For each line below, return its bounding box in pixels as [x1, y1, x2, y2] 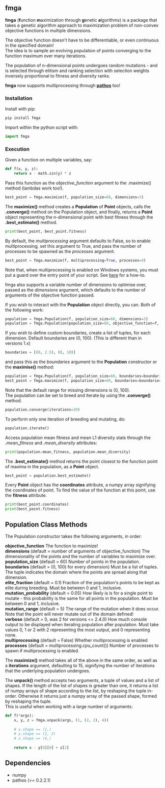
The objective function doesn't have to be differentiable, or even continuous [5, 37, 159, 43]
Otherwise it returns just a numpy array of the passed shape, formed [18, 693, 157, 699]
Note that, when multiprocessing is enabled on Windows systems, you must [5, 266, 159, 273]
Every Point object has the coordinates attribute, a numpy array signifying [5, 482, 156, 488]
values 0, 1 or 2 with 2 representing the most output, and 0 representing [5, 627, 150, 633]
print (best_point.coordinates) [5, 502, 69, 507]
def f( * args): [5, 713, 34, 718]
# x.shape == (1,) [14, 727, 52, 732]
